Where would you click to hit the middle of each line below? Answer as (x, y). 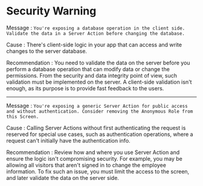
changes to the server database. (47, 51)
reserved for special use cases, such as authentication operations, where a (100, 134)
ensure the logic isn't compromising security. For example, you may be (94, 158)
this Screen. (23, 116)
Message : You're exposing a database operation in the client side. (96, 28)
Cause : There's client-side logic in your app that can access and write (94, 45)
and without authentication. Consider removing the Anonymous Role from (100, 111)
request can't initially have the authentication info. (69, 140)
